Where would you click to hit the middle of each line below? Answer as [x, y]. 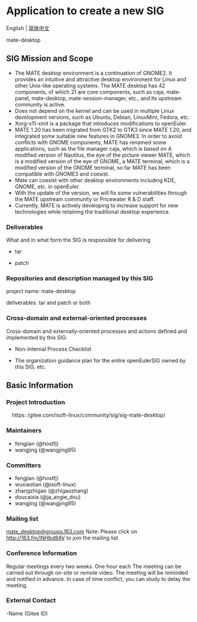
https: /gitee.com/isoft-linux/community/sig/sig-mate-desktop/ [88, 415]
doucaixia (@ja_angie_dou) [48, 497]
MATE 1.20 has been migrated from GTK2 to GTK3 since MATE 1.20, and [103, 129]
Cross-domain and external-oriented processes [77, 318]
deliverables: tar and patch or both [48, 303]
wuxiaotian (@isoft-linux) [45, 484]
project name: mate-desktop [41, 291]
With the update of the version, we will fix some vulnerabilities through [101, 193]
